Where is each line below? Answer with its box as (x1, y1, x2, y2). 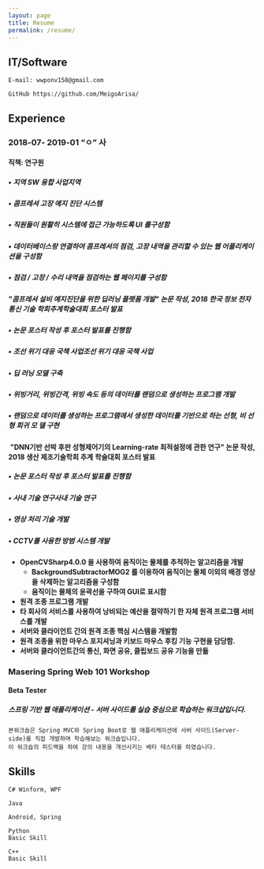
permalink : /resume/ (8, 26, 76, 34)
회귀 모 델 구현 (16, 421, 60, 430)
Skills (8, 765, 35, 778)
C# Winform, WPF (8, 786, 61, 794)
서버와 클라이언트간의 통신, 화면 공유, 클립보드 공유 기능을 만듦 (19, 646, 209, 655)
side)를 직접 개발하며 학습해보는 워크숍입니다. (8, 735, 141, 743)
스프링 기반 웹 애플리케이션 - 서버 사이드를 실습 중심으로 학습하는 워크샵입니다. (8, 705, 247, 714)
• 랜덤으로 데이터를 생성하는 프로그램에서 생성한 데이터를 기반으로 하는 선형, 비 (8, 411, 246, 421)
